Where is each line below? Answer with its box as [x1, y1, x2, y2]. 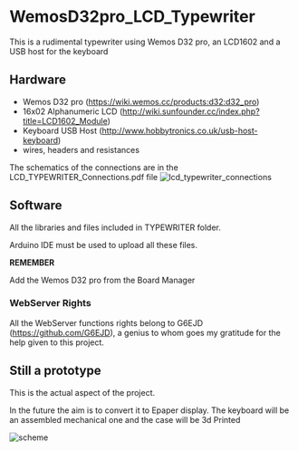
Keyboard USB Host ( [22, 125, 102, 136]
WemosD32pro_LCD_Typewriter [9, 6, 255, 27]
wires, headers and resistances [22, 144, 140, 155]
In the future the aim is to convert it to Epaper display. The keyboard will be [9, 405, 290, 416]
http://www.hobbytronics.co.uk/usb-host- [101, 125, 258, 136]
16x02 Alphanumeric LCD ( [22, 106, 123, 117]
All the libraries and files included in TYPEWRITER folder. [9, 222, 222, 233]
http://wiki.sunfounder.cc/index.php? [121, 106, 260, 117]
